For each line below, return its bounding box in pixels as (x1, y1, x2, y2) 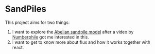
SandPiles (5, 3, 47, 15)
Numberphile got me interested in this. (12, 34, 89, 40)
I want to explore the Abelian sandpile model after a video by (12, 29, 134, 35)
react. (12, 44, 24, 50)
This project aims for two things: (5, 19, 70, 25)
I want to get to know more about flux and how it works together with (12, 39, 151, 45)
